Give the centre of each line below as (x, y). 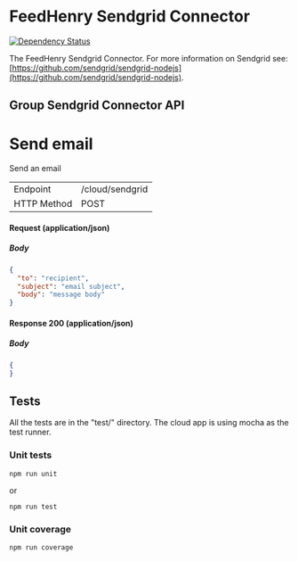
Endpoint (32, 189)
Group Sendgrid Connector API (97, 106)
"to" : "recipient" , (53, 278)
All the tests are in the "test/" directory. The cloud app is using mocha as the (149, 423)
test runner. (30, 432)
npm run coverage (41, 547)
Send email (51, 144)
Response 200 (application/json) (71, 323)
